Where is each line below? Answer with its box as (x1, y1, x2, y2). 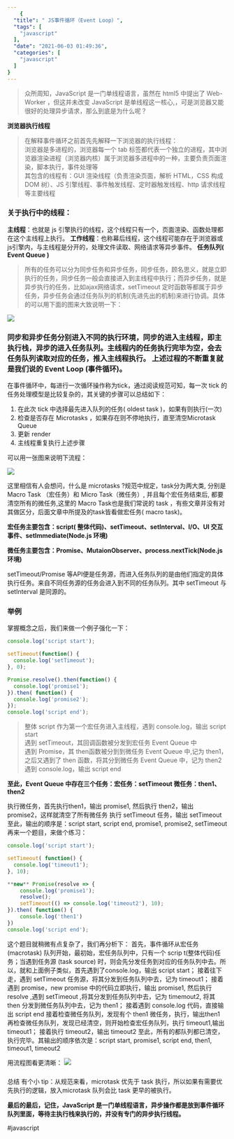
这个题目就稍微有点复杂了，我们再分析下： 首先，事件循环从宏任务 (7, 939, 199, 948)
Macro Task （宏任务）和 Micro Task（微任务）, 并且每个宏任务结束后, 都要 (7, 490, 224, 499)
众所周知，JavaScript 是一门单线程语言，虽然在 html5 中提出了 (24, 89, 205, 97)
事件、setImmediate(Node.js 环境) (7, 532, 108, 540)
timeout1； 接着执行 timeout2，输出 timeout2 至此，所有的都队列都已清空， (7, 1027, 224, 1035)
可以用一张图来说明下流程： (7, 453, 87, 462)
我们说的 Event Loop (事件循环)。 (14, 364, 127, 373)
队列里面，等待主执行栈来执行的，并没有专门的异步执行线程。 (7, 1110, 185, 1118)
